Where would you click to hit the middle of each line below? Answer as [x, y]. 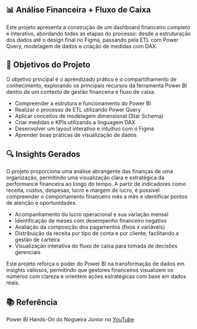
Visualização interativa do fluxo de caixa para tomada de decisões [96, 246]
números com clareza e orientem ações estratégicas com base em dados [96, 276]
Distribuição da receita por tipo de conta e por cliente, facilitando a [97, 233]
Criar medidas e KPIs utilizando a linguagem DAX [75, 122]
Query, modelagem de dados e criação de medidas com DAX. [82, 46]
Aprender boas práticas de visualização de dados [76, 135]
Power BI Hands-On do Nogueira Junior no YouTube [70, 319]
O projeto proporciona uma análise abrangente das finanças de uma [90, 172]
